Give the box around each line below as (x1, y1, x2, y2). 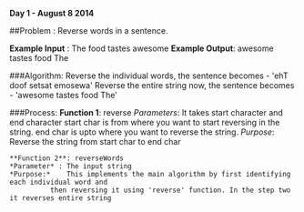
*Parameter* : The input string (9, 162, 132, 171)
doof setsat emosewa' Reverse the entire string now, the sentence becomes (9, 80, 295, 90)
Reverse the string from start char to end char (9, 136, 181, 146)
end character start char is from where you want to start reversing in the (9, 117, 280, 127)
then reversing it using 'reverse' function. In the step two (49, 186, 291, 195)
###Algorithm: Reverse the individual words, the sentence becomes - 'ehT (9, 70, 289, 81)
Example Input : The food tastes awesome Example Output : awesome (9, 43, 275, 54)
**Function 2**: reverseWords (9, 154, 125, 163)
